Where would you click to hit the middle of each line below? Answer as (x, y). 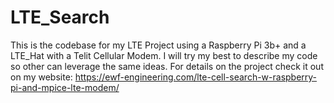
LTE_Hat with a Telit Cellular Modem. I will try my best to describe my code (164, 55)
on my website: (41, 77)
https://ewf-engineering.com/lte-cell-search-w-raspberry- (196, 77)
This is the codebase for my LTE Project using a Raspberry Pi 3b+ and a (158, 45)
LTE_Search (60, 17)
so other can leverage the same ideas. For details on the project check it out (167, 66)
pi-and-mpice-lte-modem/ (65, 87)
